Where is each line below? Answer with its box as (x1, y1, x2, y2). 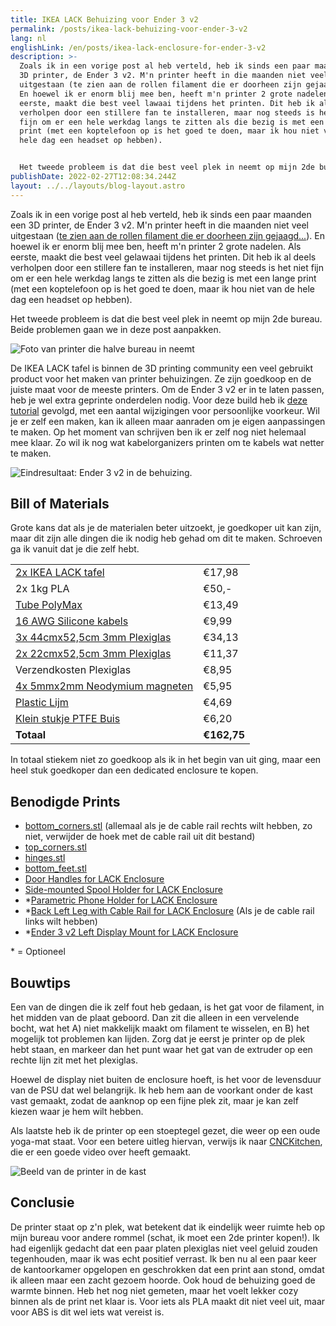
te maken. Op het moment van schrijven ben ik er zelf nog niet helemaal (10, 426, 307, 438)
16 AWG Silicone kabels (15, 614, 129, 628)
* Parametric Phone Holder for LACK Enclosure (24, 894, 218, 906)
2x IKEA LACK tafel (15, 566, 105, 580)
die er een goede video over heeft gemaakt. (10, 1146, 192, 1158)
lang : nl (10, 33, 47, 43)
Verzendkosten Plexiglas (15, 663, 132, 677)
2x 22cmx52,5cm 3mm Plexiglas (15, 647, 172, 661)
